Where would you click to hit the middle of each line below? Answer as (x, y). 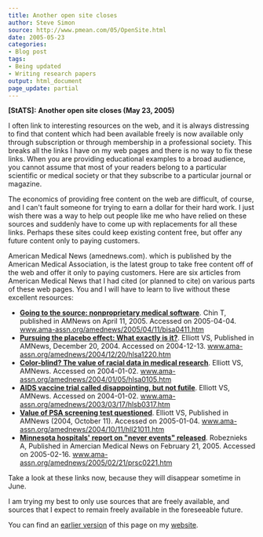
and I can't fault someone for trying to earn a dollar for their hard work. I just (131, 208)
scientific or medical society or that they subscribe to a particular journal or (130, 176)
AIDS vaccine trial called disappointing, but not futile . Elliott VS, (124, 388)
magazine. (25, 184)
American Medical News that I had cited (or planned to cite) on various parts (131, 281)
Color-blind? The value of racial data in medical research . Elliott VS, (131, 363)
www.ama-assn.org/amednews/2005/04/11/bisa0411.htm (111, 329)
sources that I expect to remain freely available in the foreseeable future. (126, 510)
